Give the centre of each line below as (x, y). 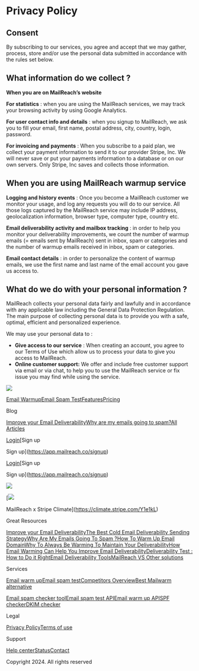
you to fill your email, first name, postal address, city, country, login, (89, 128)
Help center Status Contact (38, 650)
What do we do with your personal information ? (97, 289)
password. (19, 134)
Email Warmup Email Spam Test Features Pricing (63, 399)
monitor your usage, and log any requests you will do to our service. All (93, 204)
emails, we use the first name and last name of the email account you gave (97, 264)
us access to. (23, 271)
